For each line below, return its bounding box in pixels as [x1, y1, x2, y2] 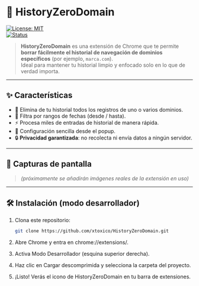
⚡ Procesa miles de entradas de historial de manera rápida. [14, 119, 159, 126]
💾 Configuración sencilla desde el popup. [14, 127, 115, 135]
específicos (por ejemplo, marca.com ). [20, 55, 114, 62]
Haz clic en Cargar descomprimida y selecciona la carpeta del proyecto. [14, 262, 191, 269]
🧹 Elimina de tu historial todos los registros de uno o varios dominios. [14, 106, 184, 113]
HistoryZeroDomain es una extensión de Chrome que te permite [20, 43, 179, 50]
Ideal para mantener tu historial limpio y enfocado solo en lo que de [20, 61, 185, 69]
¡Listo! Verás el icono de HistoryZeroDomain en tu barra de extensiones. [14, 273, 191, 280]
